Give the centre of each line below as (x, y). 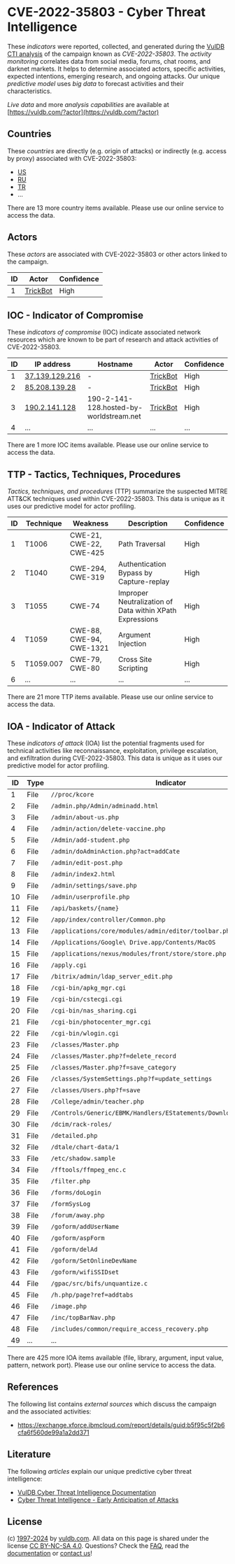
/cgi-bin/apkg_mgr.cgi (88, 988)
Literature (29, 1454)
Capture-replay (144, 582)
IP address (53, 365)
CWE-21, (86, 535)
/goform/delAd (74, 1249)
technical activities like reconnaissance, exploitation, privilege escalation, (113, 751)
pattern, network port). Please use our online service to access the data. (112, 1365)
